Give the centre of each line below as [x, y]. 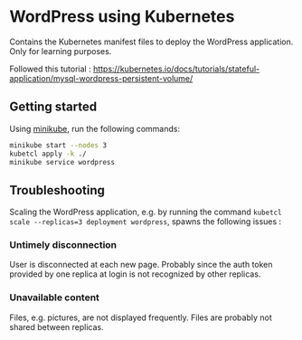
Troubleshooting [57, 190]
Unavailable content [54, 297]
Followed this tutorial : [51, 69]
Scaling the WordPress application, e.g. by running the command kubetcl [146, 212]
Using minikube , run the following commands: [95, 128]
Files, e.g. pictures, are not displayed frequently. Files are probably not [141, 317]
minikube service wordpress [62, 162]
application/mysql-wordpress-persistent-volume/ [101, 78]
